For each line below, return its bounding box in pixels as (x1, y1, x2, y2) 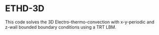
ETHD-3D (5, 3, 45, 14)
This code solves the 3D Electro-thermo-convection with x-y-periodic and (5, 19, 155, 25)
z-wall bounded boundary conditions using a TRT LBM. (5, 24, 116, 30)
